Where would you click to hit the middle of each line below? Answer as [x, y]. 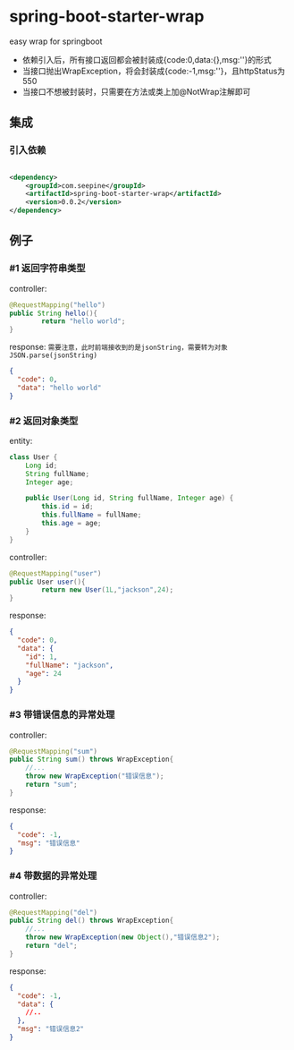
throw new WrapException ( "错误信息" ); [95, 776]
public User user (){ [48, 582]
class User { [34, 457]
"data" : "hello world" [59, 388]
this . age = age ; [71, 524]
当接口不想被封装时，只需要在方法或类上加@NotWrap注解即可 [136, 91]
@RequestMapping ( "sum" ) [54, 751]
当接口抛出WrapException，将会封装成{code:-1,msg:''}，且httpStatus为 [154, 71]
